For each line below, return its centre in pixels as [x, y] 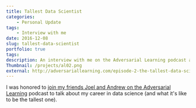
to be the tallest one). [32, 100]
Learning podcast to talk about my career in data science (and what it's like [97, 93]
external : [18, 71]
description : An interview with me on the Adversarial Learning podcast [96, 60]
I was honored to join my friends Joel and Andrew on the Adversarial [88, 87]
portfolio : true [26, 49]
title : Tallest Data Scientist [44, 11]
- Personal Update [39, 22]
